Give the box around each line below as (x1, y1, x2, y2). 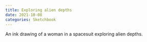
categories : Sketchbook (5, 17, 56, 22)
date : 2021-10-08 (5, 12, 43, 17)
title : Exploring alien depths (5, 7, 72, 13)
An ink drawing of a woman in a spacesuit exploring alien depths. (5, 31, 143, 37)
